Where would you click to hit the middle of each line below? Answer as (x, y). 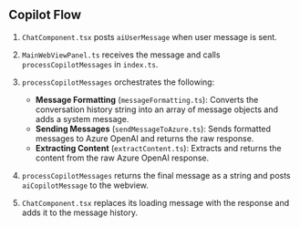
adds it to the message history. (80, 212)
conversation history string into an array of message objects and (157, 109)
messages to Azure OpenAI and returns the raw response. (145, 138)
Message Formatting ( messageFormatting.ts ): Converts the (147, 99)
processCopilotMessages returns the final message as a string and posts (156, 175)
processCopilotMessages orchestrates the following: (118, 82)
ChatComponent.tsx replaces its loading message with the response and (155, 202)
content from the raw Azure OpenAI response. (122, 158)
